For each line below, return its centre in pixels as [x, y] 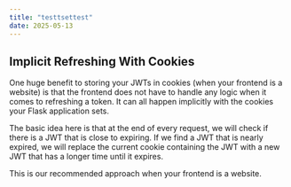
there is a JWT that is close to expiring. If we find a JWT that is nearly [136, 137]
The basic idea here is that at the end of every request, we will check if [139, 129]
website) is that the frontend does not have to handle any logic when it [138, 92]
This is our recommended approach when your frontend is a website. [135, 174]
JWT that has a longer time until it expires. [87, 157]
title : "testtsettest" [51, 17]
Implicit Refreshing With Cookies [102, 62]
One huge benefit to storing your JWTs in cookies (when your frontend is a [146, 83]
